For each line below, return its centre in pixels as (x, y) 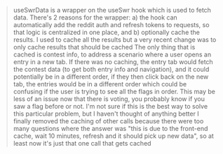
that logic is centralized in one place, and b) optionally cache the (107, 32)
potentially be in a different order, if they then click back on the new (111, 77)
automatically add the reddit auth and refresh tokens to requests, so (111, 25)
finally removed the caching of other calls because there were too (108, 121)
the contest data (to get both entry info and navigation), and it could (111, 69)
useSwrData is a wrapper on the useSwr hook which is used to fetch (112, 10)
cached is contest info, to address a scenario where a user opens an (112, 54)
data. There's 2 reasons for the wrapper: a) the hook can (95, 17)
